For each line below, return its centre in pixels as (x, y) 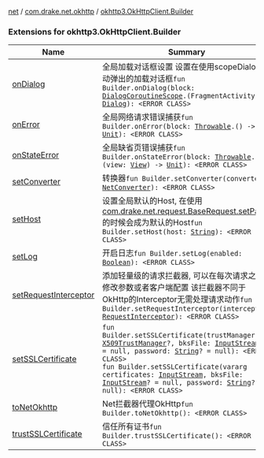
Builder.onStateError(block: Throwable (176, 157)
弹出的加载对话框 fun (148, 79)
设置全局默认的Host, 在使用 (152, 201)
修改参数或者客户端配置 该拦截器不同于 (174, 288)
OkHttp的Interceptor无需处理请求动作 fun (177, 300)
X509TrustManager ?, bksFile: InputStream (180, 343)
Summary (187, 52)
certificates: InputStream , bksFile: (172, 375)
